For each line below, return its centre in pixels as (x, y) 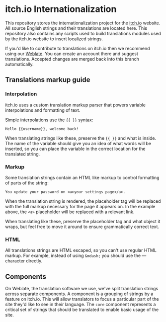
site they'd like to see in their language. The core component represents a (81, 305)
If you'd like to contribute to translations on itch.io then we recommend (78, 48)
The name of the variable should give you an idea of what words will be (78, 143)
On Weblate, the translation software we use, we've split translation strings (82, 289)
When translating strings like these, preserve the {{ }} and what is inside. (81, 138)
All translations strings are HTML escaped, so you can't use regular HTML (81, 250)
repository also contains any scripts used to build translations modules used (83, 33)
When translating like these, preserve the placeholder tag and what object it (83, 221)
